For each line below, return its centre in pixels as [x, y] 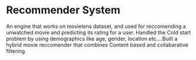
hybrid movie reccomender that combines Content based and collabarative [97, 45]
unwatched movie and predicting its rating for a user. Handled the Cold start [99, 32]
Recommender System [63, 10]
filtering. [16, 51]
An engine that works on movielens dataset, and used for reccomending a [96, 26]
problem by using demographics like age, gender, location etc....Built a [92, 38]
